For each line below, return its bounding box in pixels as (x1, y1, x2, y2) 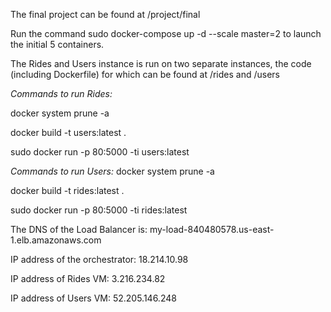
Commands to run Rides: (10, 88, 113, 99)
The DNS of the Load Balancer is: (10, 224, 148, 235)
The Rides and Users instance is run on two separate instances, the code (10, 58, 312, 69)
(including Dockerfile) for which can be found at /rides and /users (10, 69, 280, 80)
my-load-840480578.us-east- (149, 224, 275, 235)
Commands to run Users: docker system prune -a (10, 165, 215, 177)
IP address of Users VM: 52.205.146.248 (10, 292, 177, 304)
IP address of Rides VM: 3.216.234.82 (10, 273, 166, 284)
